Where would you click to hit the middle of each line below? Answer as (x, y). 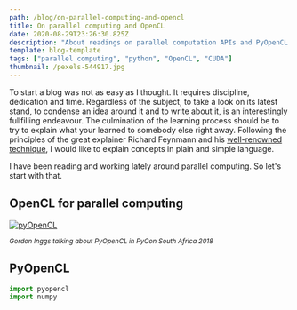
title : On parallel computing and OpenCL (87, 26)
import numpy (33, 297)
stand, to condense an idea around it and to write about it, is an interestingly (148, 111)
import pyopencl (39, 289)
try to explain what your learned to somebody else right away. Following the (148, 130)
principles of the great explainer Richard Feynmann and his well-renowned (146, 139)
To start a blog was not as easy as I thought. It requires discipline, (130, 92)
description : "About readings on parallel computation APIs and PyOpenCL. (151, 42)
